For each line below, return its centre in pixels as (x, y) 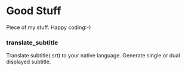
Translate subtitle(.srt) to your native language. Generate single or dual (93, 56)
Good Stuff (34, 11)
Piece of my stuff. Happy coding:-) (49, 27)
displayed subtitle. (29, 62)
